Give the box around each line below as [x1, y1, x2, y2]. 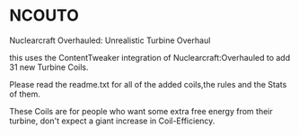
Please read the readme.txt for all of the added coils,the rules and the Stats [9, 79, 287, 89]
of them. [9, 89, 40, 99]
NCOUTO [9, 5, 79, 26]
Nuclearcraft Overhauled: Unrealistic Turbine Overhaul [9, 35, 211, 46]
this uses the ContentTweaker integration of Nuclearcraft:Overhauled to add [9, 52, 290, 63]
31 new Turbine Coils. [9, 62, 89, 72]
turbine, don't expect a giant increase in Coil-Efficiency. [9, 115, 215, 126]
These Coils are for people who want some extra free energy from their [9, 105, 273, 116]
